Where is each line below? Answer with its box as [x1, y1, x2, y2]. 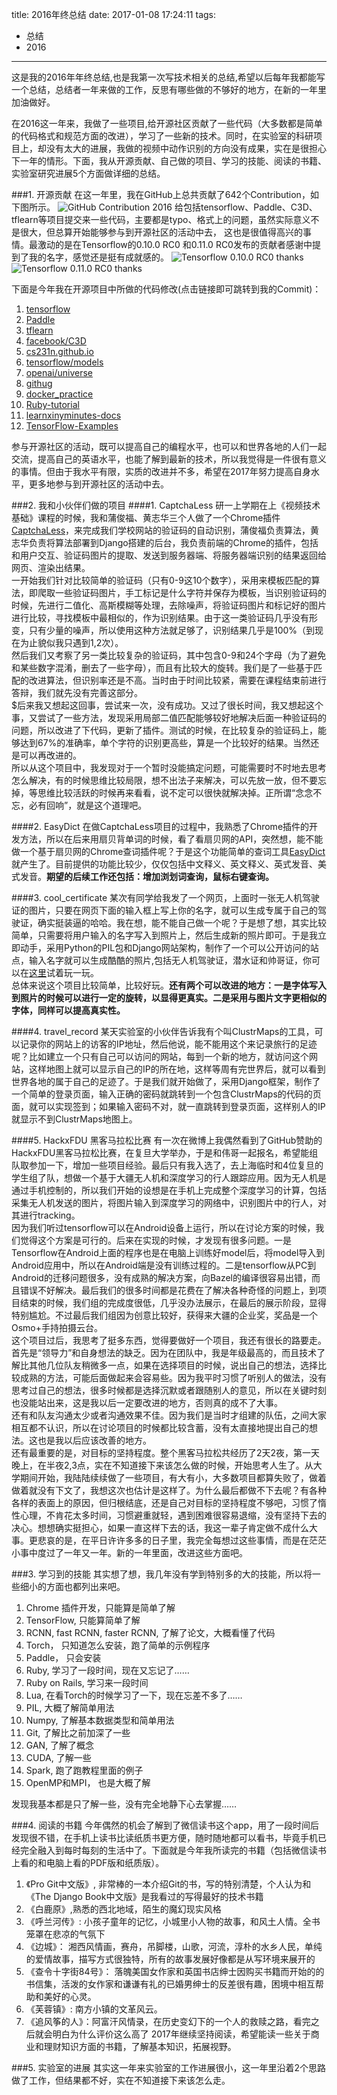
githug [25, 378, 53, 389]
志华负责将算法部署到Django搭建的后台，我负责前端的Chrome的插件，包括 [11, 537, 319, 548]
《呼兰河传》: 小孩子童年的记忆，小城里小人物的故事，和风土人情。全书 [25, 1916, 321, 1927]
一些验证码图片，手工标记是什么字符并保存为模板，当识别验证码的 [54, 587, 327, 598]
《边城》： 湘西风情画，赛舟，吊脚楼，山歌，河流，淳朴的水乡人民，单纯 [25, 1941, 323, 1952]
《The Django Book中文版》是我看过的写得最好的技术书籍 [25, 1891, 264, 1902]
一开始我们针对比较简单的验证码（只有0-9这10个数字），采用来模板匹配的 [11, 574, 312, 586]
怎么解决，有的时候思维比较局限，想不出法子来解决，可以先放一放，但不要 [11, 774, 318, 786]
